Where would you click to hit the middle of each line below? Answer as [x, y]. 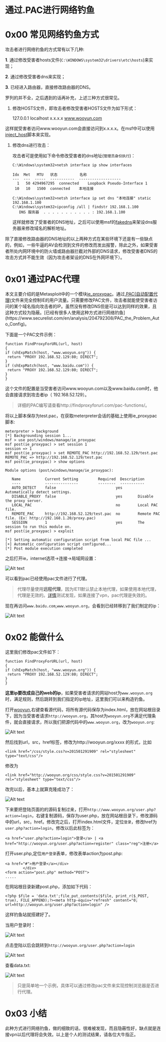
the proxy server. [24, 501]
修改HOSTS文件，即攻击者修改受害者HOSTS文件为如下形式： [75, 108]
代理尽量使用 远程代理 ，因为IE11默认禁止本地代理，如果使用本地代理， [88, 589]
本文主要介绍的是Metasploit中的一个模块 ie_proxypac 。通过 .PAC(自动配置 [79, 294]
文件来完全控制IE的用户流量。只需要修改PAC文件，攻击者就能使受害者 [82, 300]
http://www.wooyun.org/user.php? [122, 810]
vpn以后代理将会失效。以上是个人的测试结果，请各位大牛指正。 [74, 1034]
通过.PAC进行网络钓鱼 [50, 10]
